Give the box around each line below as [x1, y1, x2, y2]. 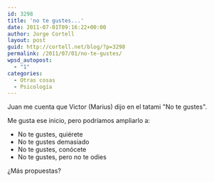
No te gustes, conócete [17, 145, 87, 154]
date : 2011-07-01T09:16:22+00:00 [7, 23, 107, 31]
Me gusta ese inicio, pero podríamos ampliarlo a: [7, 117, 151, 125]
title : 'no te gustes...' [7, 17, 84, 24]
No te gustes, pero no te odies [17, 153, 107, 161]
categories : [7, 70, 43, 77]
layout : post [7, 37, 46, 44]
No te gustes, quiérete [17, 130, 83, 139]
